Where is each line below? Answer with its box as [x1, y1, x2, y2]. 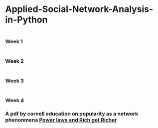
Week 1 [5, 38, 23, 45]
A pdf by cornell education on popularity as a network [5, 110, 139, 117]
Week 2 [5, 58, 24, 65]
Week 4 [5, 97, 24, 104]
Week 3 [5, 77, 24, 84]
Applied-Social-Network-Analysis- [5, 3, 154, 15]
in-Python [5, 14, 48, 25]
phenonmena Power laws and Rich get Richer [5, 116, 117, 123]
